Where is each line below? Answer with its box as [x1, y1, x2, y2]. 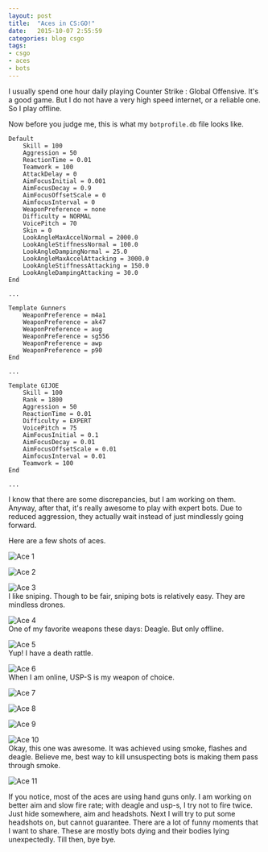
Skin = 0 [23, 227, 52, 235]
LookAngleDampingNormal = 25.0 [23, 247, 128, 256]
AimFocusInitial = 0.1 [23, 430, 99, 439]
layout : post [8, 11, 52, 20]
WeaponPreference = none [23, 205, 106, 214]
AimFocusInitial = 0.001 [23, 177, 106, 185]
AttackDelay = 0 [23, 170, 78, 178]
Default [8, 135, 35, 143]
